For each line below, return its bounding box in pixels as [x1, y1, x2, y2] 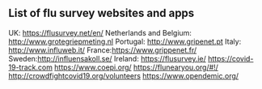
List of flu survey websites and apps [8, 6, 195, 20]
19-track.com [8, 62, 53, 72]
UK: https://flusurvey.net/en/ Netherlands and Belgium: [8, 28, 192, 37]
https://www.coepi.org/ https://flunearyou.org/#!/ [53, 62, 218, 72]
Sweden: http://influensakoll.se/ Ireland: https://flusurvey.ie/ [8, 53, 206, 63]
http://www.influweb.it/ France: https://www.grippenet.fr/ [8, 44, 197, 55]
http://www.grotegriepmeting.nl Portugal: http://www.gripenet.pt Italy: [8, 36, 242, 46]
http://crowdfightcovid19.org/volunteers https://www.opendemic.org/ [8, 70, 239, 80]
